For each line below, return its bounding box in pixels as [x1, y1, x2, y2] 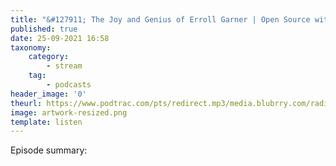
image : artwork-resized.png [10, 107, 128, 118]
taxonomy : [10, 42, 52, 53]
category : [28, 52, 70, 62]
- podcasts [46, 80, 92, 90]
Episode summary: [10, 144, 88, 156]
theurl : [10, 98, 43, 108]
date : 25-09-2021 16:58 [10, 33, 110, 43]
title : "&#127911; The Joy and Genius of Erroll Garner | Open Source [10, 14, 311, 25]
